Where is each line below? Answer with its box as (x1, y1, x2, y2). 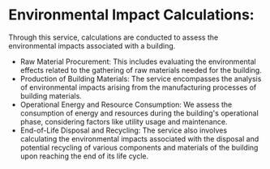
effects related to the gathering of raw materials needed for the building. (19, 65, 262, 74)
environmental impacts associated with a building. (8, 40, 176, 50)
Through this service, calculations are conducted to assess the (8, 32, 219, 42)
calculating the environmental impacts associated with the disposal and (19, 133, 259, 143)
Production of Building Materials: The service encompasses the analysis (19, 74, 262, 83)
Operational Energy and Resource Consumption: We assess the (19, 99, 233, 109)
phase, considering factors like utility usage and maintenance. (19, 116, 228, 126)
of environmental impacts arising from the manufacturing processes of (19, 82, 257, 92)
